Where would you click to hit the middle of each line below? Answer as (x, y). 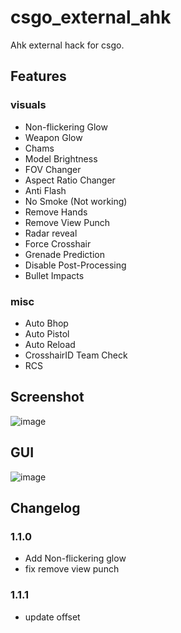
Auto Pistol (47, 333)
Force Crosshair (58, 243)
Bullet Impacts (54, 275)
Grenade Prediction (64, 254)
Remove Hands (56, 212)
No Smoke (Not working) (76, 201)
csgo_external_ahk (91, 17)
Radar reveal (51, 233)
